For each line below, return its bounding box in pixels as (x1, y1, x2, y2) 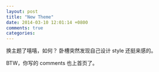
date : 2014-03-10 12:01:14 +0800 (6, 19, 88, 25)
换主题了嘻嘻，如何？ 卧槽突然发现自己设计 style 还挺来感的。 (6, 47, 157, 54)
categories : (6, 30, 35, 36)
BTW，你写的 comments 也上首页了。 (6, 60, 98, 67)
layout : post (6, 8, 38, 15)
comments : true (6, 25, 44, 31)
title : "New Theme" (6, 14, 54, 20)
